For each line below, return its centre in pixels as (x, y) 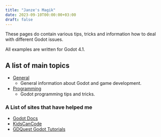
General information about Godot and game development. (81, 83)
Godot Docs (25, 119)
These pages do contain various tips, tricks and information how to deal (81, 34)
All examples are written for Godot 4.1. (45, 50)
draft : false (19, 19)
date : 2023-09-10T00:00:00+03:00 (41, 15)
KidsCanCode (27, 124)
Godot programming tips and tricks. (58, 94)
